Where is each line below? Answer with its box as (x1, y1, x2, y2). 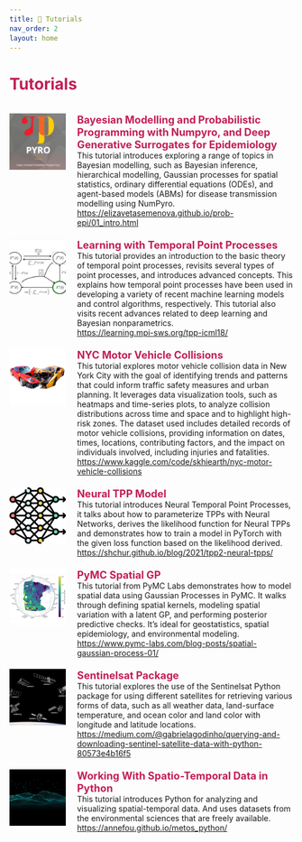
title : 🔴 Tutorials (9, 14, 83, 23)
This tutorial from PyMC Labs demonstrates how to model (77, 580, 291, 591)
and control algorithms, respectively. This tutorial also (77, 299, 277, 310)
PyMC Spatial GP (77, 569, 161, 582)
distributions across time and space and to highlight (77, 409, 270, 420)
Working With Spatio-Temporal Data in (77, 769, 269, 782)
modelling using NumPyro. (77, 199, 176, 209)
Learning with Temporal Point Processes (77, 238, 279, 252)
